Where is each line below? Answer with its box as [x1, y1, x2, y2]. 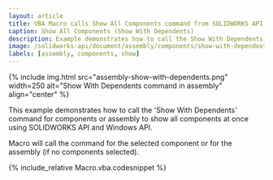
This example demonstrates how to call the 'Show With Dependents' [8, 105, 237, 115]
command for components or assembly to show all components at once [8, 114, 249, 123]
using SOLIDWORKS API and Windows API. [8, 123, 153, 132]
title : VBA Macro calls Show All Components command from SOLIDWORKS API [8, 20, 264, 28]
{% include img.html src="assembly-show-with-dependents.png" [8, 72, 228, 81]
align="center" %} [8, 90, 70, 99]
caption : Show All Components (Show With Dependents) [8, 27, 195, 35]
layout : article [8, 11, 63, 20]
